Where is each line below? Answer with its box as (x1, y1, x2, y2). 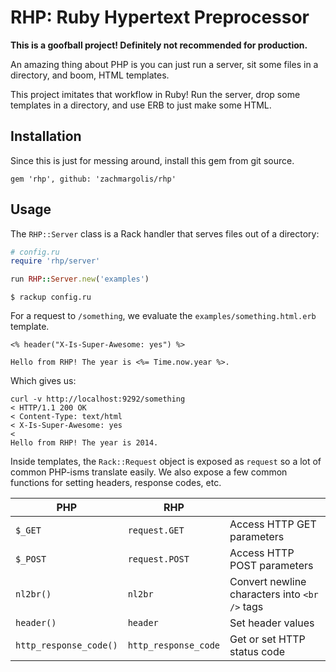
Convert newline (229, 575, 307, 589)
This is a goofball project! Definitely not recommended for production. (10, 39, 308, 51)
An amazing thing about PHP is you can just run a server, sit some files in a (10, 58, 319, 70)
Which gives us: (10, 375, 77, 387)
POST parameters (229, 559, 314, 573)
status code (229, 645, 286, 659)
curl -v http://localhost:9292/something (10, 394, 186, 405)
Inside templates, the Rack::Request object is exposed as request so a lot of (10, 456, 322, 468)
